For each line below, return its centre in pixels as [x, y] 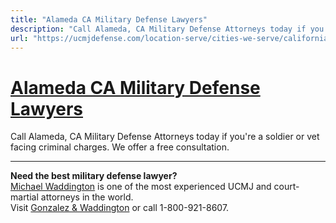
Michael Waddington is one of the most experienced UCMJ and [141, 187]
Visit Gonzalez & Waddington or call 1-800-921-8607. [120, 208]
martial [24, 197]
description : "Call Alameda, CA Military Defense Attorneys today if [158, 29]
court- [286, 187]
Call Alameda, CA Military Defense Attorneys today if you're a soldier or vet [165, 137]
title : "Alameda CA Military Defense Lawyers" [109, 19]
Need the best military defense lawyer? [94, 176]
